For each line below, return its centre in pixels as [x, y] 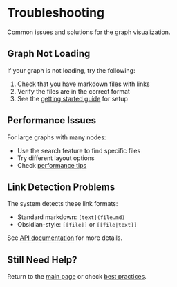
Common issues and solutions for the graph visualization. [89, 32]
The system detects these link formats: [63, 204]
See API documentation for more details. [65, 238]
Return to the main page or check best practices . [77, 277]
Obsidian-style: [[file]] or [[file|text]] [77, 225]
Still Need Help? [42, 260]
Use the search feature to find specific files [79, 150]
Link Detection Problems [61, 187]
